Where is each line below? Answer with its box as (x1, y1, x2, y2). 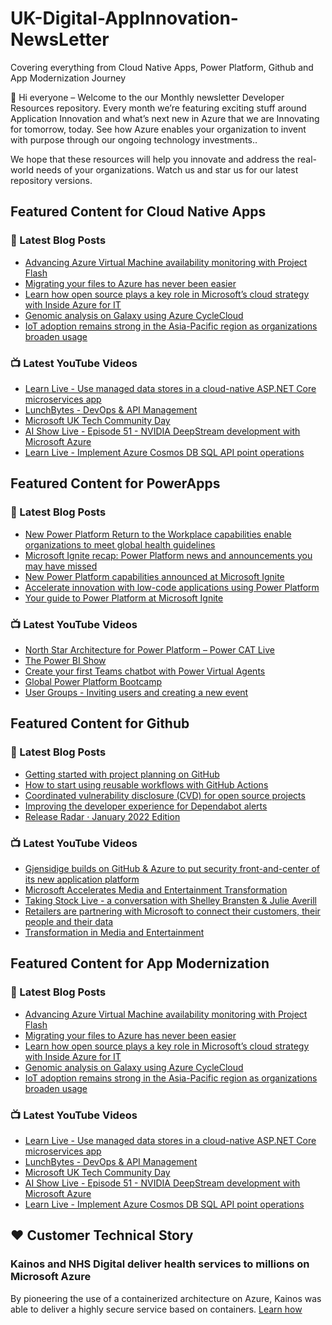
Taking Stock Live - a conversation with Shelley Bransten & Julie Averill (24, 894, 317, 906)
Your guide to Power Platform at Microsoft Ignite (24, 592, 224, 604)
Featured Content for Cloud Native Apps (10, 203, 267, 221)
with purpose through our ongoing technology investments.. (10, 133, 258, 146)
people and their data (24, 915, 114, 927)
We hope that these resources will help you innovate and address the (10, 153, 296, 165)
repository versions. (10, 174, 93, 186)
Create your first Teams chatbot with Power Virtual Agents (24, 665, 266, 677)
